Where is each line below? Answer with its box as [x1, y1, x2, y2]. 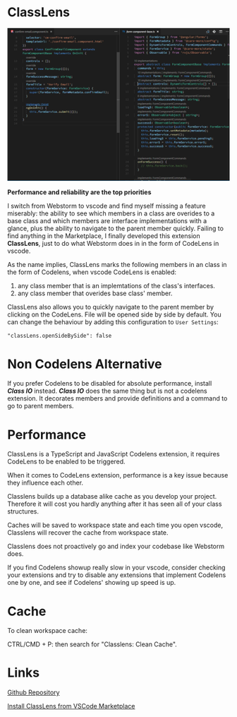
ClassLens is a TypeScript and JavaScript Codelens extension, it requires [7, 450, 220, 458]
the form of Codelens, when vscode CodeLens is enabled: [7, 268, 177, 276]
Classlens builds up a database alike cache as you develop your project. [7, 492, 217, 501]
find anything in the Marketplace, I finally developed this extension [7, 232, 200, 240]
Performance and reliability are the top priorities [7, 188, 152, 196]
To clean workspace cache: [7, 627, 88, 635]
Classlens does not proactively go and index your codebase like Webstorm [7, 542, 224, 551]
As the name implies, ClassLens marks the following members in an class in [7, 261, 227, 269]
